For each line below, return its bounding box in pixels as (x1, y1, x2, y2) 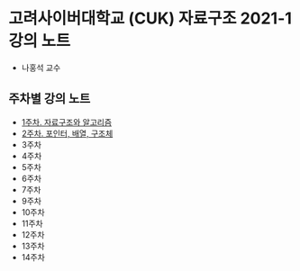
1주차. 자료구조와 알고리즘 (21, 116, 113, 127)
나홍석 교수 (21, 62, 61, 73)
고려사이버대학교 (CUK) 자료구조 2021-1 (8, 8, 292, 29)
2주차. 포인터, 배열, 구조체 (21, 128, 114, 139)
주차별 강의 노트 (8, 91, 91, 106)
